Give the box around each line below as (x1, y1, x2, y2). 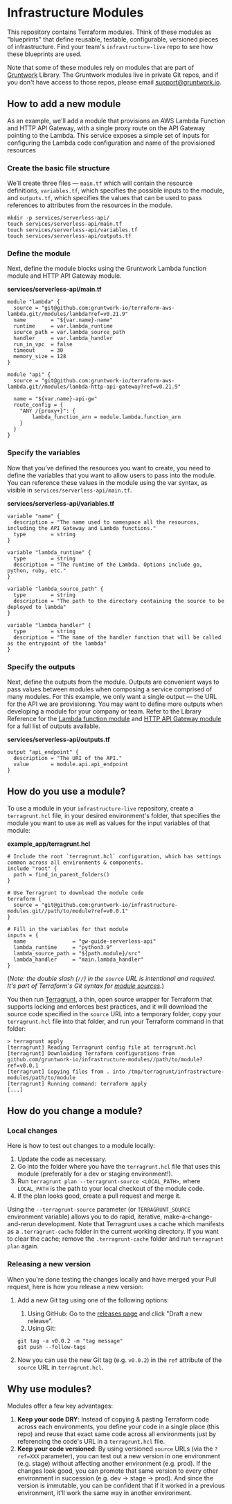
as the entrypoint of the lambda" (7, 639, 107, 647)
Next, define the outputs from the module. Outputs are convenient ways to (7, 678, 220, 686)
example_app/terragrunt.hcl (7, 840, 91, 848)
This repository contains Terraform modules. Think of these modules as (7, 28, 212, 36)
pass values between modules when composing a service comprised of (7, 684, 213, 693)
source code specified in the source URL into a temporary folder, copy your (7, 1009, 222, 1018)
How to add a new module (7, 98, 121, 110)
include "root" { (7, 865, 57, 872)
